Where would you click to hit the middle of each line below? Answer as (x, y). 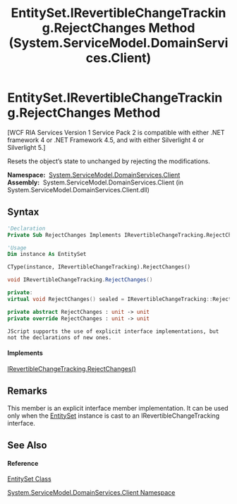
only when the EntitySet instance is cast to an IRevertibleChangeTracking (114, 416)
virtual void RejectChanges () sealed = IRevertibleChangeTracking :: (110, 299)
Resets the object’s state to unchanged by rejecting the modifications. (109, 161)
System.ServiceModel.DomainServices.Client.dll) (79, 189)
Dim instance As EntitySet (47, 254)
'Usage (17, 248)
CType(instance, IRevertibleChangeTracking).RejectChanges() (99, 267)
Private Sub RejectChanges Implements (64, 235)
